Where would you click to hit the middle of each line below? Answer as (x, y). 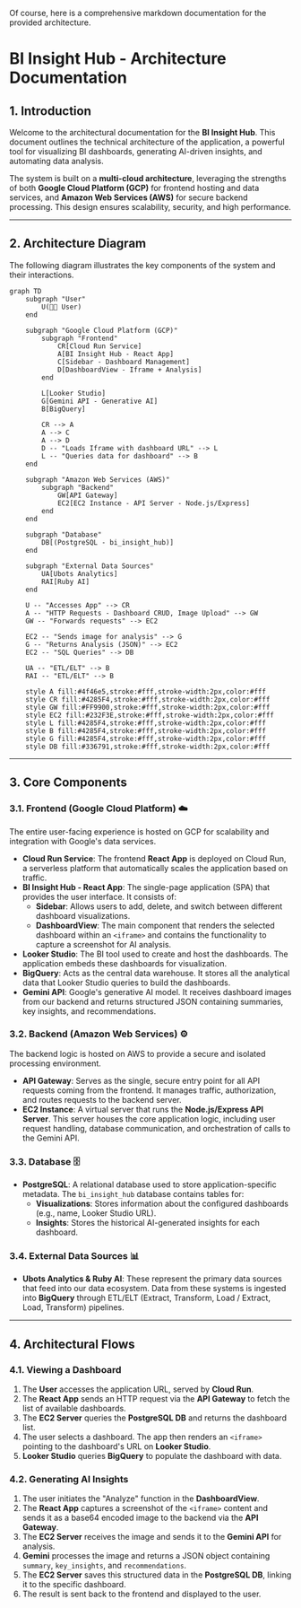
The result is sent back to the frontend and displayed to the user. (142, 1594)
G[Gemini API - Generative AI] (100, 401)
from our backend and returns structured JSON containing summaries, (153, 1001)
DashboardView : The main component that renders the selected (155, 925)
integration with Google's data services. (83, 841)
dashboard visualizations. (83, 915)
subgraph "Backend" (78, 487)
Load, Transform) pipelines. (73, 1307)
